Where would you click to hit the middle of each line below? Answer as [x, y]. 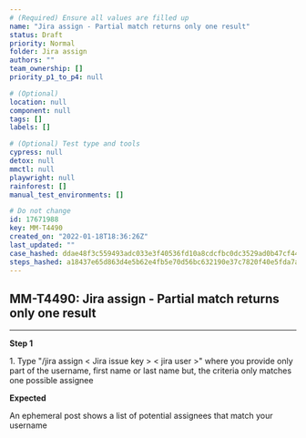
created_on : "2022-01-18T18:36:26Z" [79, 237]
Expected [28, 398]
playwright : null [42, 178]
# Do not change [40, 211]
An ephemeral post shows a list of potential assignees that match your [141, 416]
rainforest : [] [38, 186]
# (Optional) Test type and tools [75, 144]
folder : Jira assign [49, 52]
